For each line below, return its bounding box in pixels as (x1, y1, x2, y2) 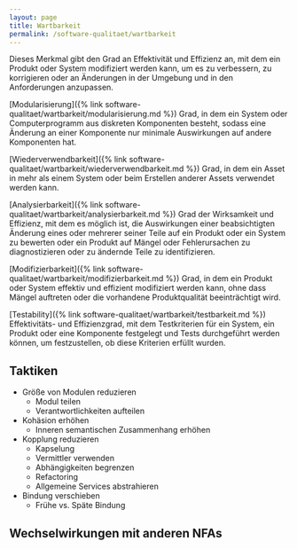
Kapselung (35, 443, 75, 454)
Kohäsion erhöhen (21, 415, 90, 426)
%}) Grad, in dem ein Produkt (165, 273, 273, 284)
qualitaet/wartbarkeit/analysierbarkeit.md (9, 209, 160, 220)
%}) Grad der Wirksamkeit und (161, 209, 275, 220)
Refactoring (35, 472, 78, 482)
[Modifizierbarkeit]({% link (9, 263, 106, 275)
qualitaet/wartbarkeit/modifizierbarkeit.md (9, 273, 164, 284)
